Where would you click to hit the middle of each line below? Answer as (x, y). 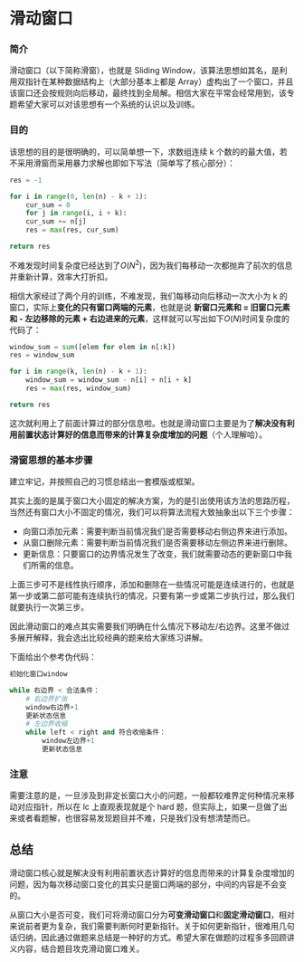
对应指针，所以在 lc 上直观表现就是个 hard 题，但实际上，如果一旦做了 (148, 807)
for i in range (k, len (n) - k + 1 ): (78, 372)
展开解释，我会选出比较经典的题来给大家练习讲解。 (112, 638)
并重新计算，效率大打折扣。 (61, 276)
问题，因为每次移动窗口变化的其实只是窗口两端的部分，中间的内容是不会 (144, 884)
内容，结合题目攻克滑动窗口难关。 (81, 949)
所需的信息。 (54, 566)
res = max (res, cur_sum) (72, 230)
